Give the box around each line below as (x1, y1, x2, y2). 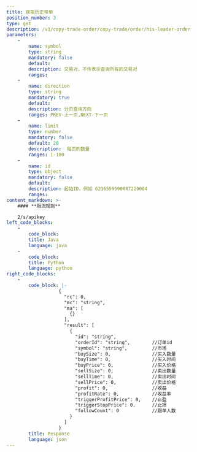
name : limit (28, 123, 60, 129)
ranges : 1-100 (28, 151, 64, 158)
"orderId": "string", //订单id (74, 339, 172, 345)
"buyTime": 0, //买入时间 (74, 356, 176, 362)
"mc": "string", (64, 299, 106, 305)
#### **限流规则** (17, 203, 61, 209)
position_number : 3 (6, 15, 56, 21)
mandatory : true (28, 94, 70, 101)
